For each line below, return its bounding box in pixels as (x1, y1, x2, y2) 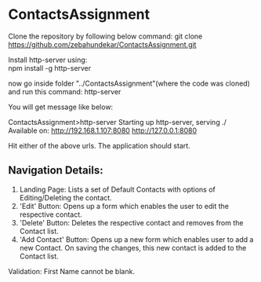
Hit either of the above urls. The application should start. (8, 141, 190, 150)
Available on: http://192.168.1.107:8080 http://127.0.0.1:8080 (8, 126, 198, 135)
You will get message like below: (8, 102, 114, 112)
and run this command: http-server (8, 86, 121, 96)
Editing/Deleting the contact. (19, 192, 112, 202)
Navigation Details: (8, 163, 103, 178)
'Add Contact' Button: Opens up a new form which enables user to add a (19, 234, 254, 244)
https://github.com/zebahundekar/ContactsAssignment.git (8, 39, 197, 49)
